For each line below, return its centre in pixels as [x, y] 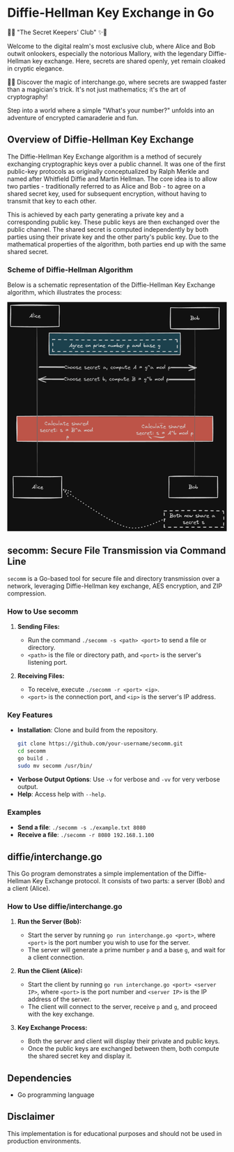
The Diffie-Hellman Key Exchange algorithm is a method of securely [104, 156]
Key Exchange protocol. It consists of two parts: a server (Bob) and [128, 880]
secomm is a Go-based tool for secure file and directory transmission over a [114, 578]
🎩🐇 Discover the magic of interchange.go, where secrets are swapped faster [117, 82]
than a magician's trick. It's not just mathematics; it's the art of [97, 89]
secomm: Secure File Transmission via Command [117, 551]
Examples [24, 812]
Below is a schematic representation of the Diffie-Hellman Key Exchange [111, 285]
